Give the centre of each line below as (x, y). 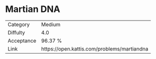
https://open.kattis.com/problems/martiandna (95, 48)
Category (19, 24)
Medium (51, 24)
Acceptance (22, 40)
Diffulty (16, 32)
